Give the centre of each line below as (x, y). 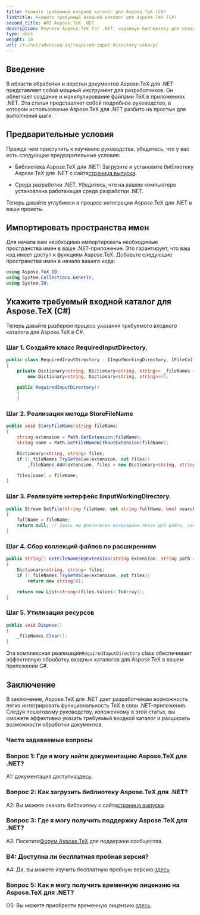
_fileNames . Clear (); (42, 636)
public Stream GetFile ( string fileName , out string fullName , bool (92, 509)
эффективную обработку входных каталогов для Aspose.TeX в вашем (95, 660)
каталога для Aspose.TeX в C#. (45, 332)
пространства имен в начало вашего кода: (61, 261)
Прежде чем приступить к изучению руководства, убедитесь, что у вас (98, 149)
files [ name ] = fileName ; (48, 475)
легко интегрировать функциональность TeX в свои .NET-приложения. (96, 706)
